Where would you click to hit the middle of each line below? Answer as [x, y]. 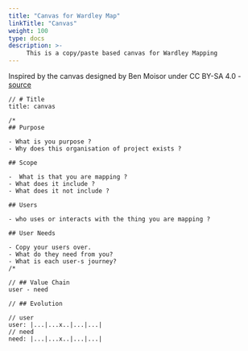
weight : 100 [28, 31]
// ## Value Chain [39, 283]
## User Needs [32, 233]
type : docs [27, 38]
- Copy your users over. [50, 247]
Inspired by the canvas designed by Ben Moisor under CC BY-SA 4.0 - [125, 76]
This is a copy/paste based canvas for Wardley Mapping [122, 53]
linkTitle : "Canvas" [43, 23]
